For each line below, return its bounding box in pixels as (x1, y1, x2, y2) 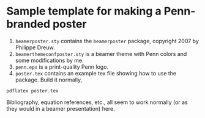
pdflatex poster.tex (6, 88, 59, 94)
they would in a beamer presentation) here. (6, 105, 115, 112)
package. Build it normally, (15, 76, 83, 83)
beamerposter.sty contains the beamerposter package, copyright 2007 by (15, 37, 199, 44)
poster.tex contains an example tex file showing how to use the (15, 69, 177, 77)
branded (6, 17, 51, 31)
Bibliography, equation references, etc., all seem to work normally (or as (6, 99, 188, 106)
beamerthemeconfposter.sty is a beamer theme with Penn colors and (15, 50, 187, 57)
